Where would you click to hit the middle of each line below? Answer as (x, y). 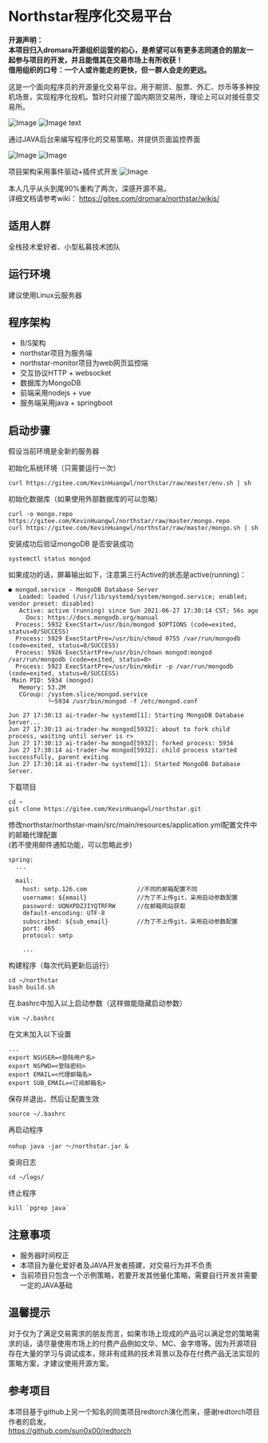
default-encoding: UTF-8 (64, 914)
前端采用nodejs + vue (55, 393)
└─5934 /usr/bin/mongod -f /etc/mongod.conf (122, 702)
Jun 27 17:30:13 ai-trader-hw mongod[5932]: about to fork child (119, 729)
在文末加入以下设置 (40, 1034)
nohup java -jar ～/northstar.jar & (69, 1146)
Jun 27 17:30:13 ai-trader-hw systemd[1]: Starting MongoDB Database (126, 716)
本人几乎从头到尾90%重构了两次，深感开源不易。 (90, 188)
